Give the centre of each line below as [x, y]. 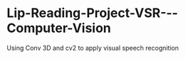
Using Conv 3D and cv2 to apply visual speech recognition [93, 48]
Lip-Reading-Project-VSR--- [93, 13]
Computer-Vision [59, 28]
